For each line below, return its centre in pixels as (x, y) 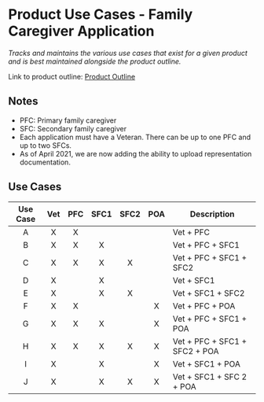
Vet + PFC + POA (204, 306)
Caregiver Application (81, 31)
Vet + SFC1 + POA (207, 363)
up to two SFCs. (46, 145)
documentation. (45, 162)
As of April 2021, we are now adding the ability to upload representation (136, 153)
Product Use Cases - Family (101, 15)
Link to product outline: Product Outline (72, 76)
